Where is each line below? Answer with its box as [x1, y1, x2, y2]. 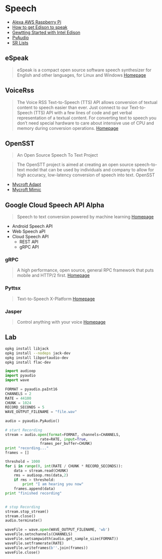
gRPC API [19, 244, 39, 250]
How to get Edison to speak [12, 24, 68, 30]
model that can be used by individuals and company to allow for [26, 167, 154, 173]
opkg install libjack [5, 346, 49, 351]
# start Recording [5, 428, 42, 433]
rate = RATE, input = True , [39, 436, 89, 442]
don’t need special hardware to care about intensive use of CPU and [17, 120, 154, 126]
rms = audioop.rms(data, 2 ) [14, 473, 69, 477]
